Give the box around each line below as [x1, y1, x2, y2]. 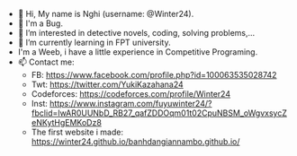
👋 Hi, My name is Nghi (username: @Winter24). [17, 9, 194, 19]
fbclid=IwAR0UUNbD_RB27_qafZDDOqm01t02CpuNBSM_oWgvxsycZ [31, 108, 288, 118]
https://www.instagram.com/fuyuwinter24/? [49, 99, 212, 108]
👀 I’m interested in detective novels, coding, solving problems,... [17, 28, 256, 38]
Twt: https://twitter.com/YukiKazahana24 [31, 79, 184, 90]
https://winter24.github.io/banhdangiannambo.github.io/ [31, 136, 240, 147]
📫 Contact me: [17, 56, 75, 67]
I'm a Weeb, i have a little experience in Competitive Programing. [17, 47, 258, 57]
